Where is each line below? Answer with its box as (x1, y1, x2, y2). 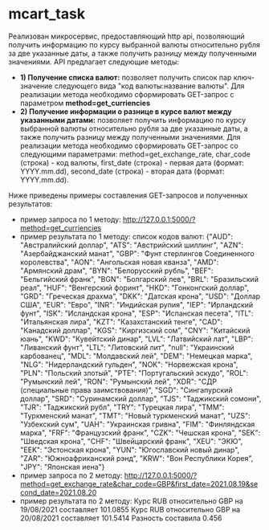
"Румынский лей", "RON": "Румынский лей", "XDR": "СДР (19, 377, 218, 386)
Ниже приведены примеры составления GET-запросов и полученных (8, 190, 248, 200)
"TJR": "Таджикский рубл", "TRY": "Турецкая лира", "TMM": (19, 402, 225, 412)
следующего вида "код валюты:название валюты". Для (54, 81, 245, 91)
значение (19, 81, 53, 91)
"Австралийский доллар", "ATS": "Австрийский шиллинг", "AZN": (19, 240, 243, 250)
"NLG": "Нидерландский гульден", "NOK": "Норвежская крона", (19, 359, 238, 369)
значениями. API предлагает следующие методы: (8, 57, 179, 67)
